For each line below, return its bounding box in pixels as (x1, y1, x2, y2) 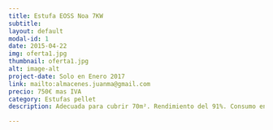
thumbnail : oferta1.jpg (8, 58, 89, 66)
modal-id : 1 (8, 34, 49, 43)
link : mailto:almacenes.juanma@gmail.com (8, 80, 151, 88)
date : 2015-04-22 (8, 42, 67, 50)
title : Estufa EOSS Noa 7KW (8, 11, 104, 20)
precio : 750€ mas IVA (8, 87, 82, 96)
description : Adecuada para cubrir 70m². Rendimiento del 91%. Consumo (8, 102, 256, 110)
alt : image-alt (8, 65, 60, 73)
